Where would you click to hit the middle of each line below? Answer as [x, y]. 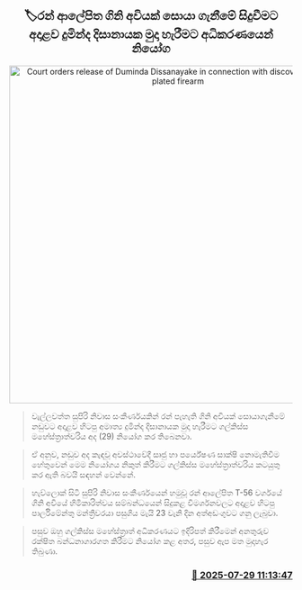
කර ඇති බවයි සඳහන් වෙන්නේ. [84, 474]
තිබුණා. [44, 551]
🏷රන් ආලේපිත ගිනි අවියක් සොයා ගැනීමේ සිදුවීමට [151, 16]
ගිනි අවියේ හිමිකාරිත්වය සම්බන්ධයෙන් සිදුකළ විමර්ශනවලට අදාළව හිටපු [153, 503]
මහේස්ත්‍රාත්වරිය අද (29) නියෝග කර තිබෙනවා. [111, 436]
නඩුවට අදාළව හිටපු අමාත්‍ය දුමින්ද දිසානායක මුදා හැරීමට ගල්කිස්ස [140, 426]
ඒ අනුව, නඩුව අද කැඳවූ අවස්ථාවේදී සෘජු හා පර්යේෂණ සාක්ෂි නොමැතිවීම [155, 454]
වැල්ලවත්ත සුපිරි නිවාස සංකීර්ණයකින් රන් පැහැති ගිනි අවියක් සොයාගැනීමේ [158, 416]
